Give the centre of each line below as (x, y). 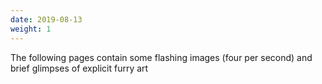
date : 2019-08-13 (46, 19)
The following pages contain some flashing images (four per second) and (161, 57)
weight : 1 (31, 29)
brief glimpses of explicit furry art (79, 68)
